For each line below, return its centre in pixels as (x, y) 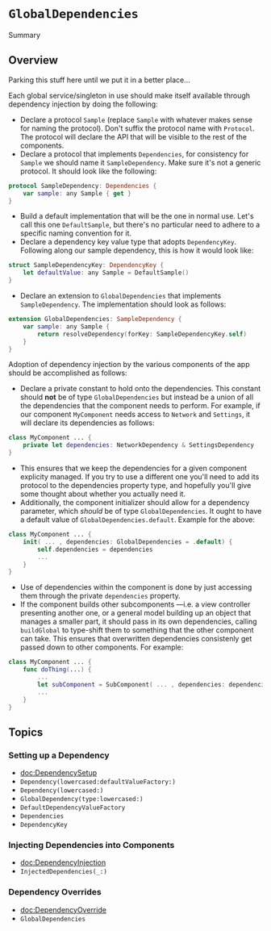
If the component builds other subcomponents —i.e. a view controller (135, 604)
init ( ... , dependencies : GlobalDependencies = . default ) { (128, 542)
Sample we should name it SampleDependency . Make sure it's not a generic (140, 162)
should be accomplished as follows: (68, 373)
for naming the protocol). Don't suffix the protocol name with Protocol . (138, 128)
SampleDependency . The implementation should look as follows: (123, 304)
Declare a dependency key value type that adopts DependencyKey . (128, 242)
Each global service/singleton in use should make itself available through (129, 95)
